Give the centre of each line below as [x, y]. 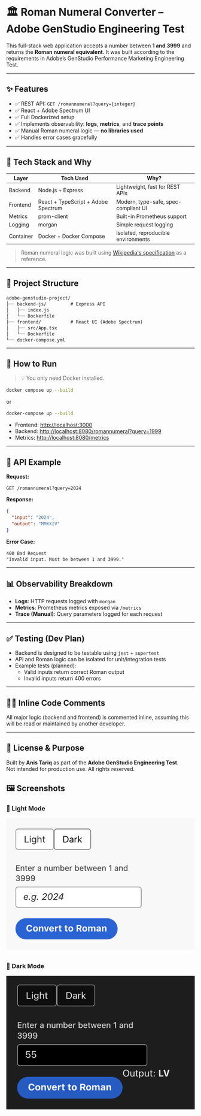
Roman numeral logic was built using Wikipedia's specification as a [103, 252]
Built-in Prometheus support [152, 216]
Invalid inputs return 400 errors [62, 679]
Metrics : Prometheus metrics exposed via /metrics [78, 608]
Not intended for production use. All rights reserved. [71, 769]
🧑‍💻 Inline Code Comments [56, 703]
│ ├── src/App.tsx [32, 328]
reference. [33, 259]
